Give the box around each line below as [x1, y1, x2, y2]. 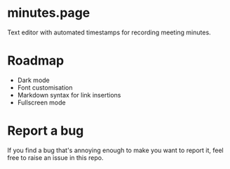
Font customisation [17, 83, 73, 92]
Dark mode [17, 76, 50, 84]
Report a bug [7, 123, 84, 139]
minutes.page [7, 5, 90, 21]
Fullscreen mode [17, 98, 67, 107]
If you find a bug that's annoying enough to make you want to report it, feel [7, 146, 224, 154]
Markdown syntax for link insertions [17, 90, 121, 99]
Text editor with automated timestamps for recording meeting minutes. [7, 28, 212, 36]
